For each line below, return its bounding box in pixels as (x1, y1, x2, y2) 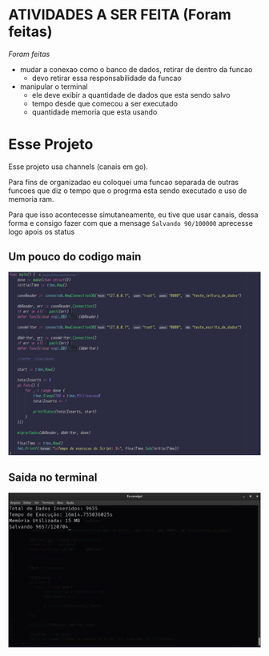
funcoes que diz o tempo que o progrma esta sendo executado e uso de (8, 186, 247, 195)
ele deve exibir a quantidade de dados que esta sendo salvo (31, 90, 231, 99)
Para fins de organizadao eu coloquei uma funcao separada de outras (8, 177, 239, 187)
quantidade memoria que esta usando (31, 107, 158, 117)
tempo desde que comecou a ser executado (31, 99, 179, 108)
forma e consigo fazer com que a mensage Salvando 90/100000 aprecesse (8, 218, 254, 227)
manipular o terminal (19, 82, 88, 91)
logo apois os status (8, 227, 75, 236)
